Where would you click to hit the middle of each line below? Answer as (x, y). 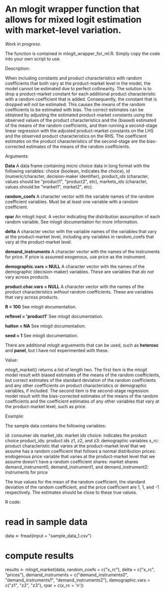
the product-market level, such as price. (46, 406)
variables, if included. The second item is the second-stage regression (77, 391)
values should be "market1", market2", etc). (49, 186)
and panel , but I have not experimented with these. (57, 350)
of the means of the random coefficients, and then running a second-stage (81, 125)
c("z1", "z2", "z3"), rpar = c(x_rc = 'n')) (44, 585)
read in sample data (46, 522)
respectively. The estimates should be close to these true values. (71, 492)
